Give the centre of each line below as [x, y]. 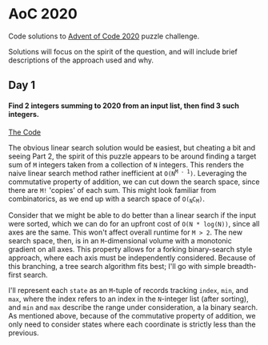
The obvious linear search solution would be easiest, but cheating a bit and [132, 147]
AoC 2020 [43, 14]
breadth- [242, 266]
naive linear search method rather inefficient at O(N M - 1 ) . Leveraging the [128, 173]
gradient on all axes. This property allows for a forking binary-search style [130, 249]
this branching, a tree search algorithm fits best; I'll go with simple [117, 266]
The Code [25, 132]
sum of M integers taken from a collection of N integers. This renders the [126, 164]
